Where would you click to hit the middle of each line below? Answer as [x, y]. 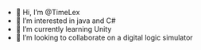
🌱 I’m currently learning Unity [64, 29]
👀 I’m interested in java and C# [66, 21]
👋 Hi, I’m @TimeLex [48, 12]
